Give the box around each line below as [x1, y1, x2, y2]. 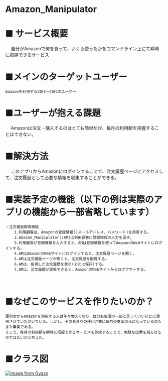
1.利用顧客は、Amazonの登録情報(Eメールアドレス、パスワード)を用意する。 [14, 229, 151, 234]
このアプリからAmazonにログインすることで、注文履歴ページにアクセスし [11, 168, 163, 174]
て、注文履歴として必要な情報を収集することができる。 [5, 174, 119, 180]
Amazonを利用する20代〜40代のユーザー [5, 89, 76, 94]
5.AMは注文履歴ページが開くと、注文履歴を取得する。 [14, 256, 109, 262]
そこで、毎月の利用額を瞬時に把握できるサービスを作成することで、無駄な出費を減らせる [5, 330, 161, 335]
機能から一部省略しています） [32, 207, 154, 218]
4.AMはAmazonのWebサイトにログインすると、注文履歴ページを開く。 [14, 251, 137, 256]
